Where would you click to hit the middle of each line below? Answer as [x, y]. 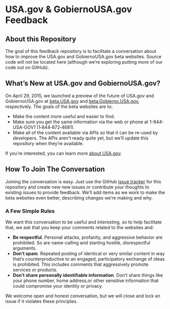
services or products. [35, 270]
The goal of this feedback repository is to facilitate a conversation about [81, 51]
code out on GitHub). [27, 67]
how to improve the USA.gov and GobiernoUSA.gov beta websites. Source [83, 57]
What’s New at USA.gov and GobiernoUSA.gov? [83, 83]
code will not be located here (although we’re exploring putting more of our [84, 62]
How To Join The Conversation [55, 169]
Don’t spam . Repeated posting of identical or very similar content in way [89, 254]
